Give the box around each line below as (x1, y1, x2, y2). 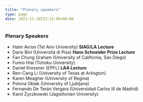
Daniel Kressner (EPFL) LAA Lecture (12, 65, 87, 70)
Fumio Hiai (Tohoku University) (12, 60, 75, 66)
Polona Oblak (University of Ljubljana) (12, 80, 90, 86)
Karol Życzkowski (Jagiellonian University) (12, 91, 99, 97)
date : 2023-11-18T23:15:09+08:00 (5, 16, 74, 21)
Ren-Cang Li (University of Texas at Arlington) (12, 70, 106, 76)
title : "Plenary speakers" (5, 7, 61, 12)
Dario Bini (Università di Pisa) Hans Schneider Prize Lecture (12, 49, 135, 55)
